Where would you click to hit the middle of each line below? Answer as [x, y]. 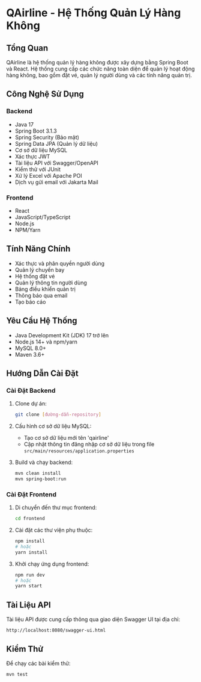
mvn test [17, 674]
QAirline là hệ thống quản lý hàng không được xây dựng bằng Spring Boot [97, 62]
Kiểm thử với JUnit [38, 169]
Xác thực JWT [32, 156]
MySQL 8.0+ [31, 348]
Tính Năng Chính [38, 249]
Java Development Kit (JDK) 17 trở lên [62, 335]
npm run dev [30, 575]
